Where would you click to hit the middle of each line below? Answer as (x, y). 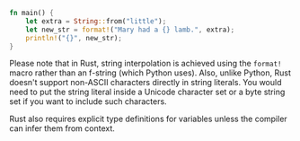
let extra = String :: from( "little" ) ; (96, 21)
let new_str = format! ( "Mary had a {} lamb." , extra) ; (130, 30)
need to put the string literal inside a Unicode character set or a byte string (147, 92)
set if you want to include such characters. (88, 101)
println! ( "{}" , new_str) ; (74, 38)
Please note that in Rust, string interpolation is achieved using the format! (146, 64)
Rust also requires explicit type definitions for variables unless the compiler (148, 119)
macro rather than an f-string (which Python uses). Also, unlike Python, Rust (150, 73)
